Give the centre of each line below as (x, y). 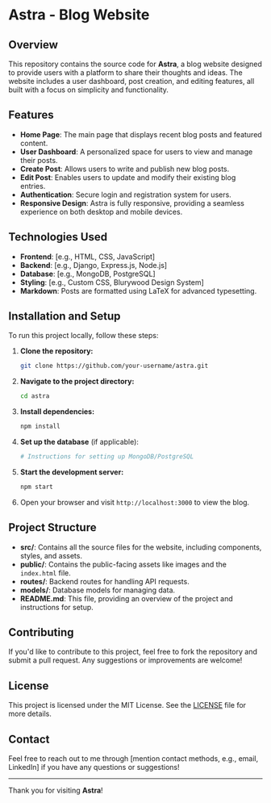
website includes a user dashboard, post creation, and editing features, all (131, 81)
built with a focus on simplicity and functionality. (89, 90)
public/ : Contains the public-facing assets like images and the (123, 564)
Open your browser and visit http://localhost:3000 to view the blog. (135, 502)
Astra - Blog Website (79, 15)
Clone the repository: (56, 351)
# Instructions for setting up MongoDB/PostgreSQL (107, 457)
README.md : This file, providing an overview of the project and (126, 598)
